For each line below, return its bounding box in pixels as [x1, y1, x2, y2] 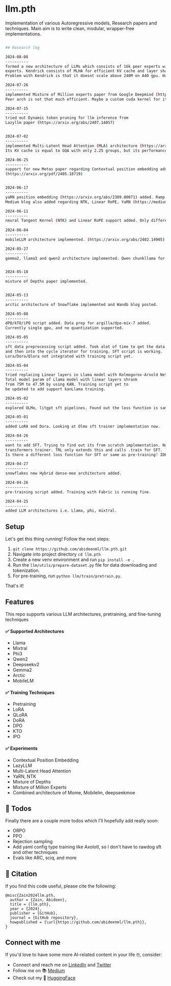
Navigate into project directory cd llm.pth [12, 551, 101, 558]
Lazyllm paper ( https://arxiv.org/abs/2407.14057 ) [5, 120, 115, 125]
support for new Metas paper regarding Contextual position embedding [5, 167, 158, 172]
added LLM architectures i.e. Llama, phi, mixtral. [5, 508, 117, 513]
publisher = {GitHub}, [10, 911, 58, 916]
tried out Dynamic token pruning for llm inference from [5, 115, 129, 120]
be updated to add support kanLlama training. [5, 386, 106, 392]
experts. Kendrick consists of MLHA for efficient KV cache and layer [5, 68, 158, 74]
